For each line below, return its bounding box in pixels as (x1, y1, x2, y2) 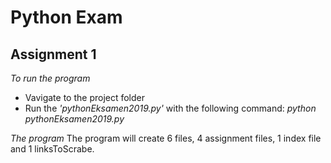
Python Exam (10, 6, 123, 29)
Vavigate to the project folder (24, 92, 146, 103)
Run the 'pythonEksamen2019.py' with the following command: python (24, 102, 317, 114)
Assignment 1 (10, 46, 97, 63)
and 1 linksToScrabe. (10, 143, 95, 155)
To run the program (10, 72, 91, 84)
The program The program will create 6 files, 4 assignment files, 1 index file (10, 132, 322, 144)
